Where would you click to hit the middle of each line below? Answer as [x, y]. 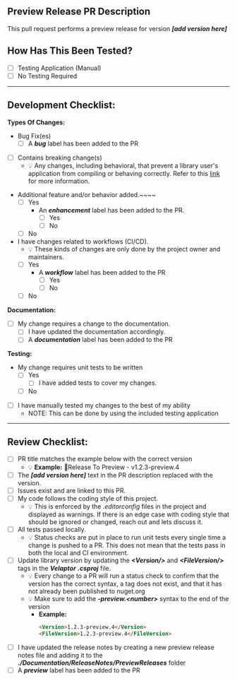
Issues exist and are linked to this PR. [71, 490]
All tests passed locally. [51, 529]
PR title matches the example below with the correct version [105, 459]
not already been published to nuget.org [87, 591]
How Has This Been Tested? [70, 51]
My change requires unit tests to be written [80, 367]
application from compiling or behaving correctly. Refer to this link [124, 173]
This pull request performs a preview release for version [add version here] [117, 28]
